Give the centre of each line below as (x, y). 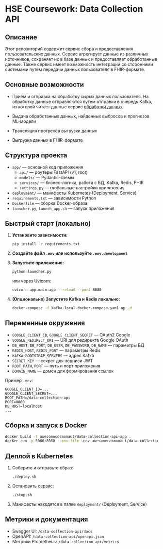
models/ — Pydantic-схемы (47, 177)
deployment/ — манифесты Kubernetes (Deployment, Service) (74, 193)
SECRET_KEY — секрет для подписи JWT (52, 361)
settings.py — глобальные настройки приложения (72, 187)
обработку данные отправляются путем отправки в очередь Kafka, (82, 101)
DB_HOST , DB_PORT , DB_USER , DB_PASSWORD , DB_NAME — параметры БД (78, 345)
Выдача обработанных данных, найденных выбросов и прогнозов (81, 116)
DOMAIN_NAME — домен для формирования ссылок (63, 371)
